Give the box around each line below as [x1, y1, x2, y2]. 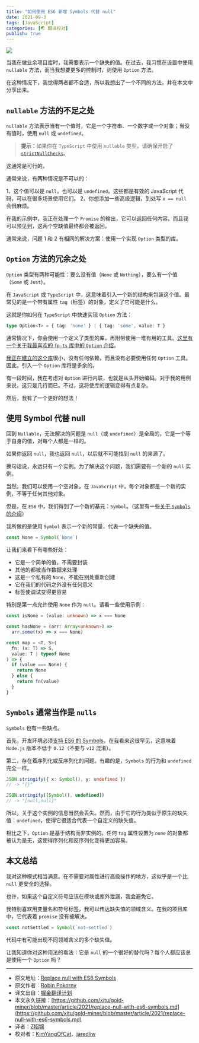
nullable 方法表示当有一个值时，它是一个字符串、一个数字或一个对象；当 [6, 122, 185, 129]
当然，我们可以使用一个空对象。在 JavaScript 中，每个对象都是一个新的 [6, 483, 181, 490]
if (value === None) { [11, 662, 68, 668]
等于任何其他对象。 [21, 490, 69, 497]
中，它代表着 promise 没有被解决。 [6, 912, 90, 920]
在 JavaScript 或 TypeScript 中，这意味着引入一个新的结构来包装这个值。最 [6, 291, 190, 298]
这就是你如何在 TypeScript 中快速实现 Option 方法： [6, 311, 133, 318]
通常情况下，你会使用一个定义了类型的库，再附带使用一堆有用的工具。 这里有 [6, 334, 193, 341]
